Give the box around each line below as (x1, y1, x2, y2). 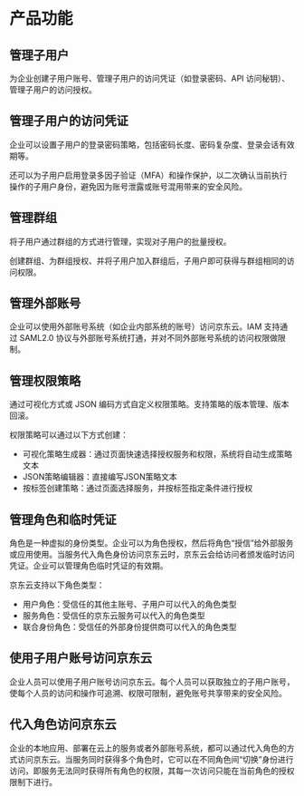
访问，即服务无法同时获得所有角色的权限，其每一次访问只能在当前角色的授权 (9, 765, 295, 776)
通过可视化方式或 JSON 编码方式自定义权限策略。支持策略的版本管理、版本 (9, 399, 290, 410)
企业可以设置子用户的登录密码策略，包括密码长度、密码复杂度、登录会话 (9, 139, 279, 150)
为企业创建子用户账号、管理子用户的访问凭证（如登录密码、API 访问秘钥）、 (9, 73, 290, 83)
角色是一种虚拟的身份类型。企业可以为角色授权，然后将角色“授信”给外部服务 (9, 538, 294, 548)
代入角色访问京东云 (9, 717, 117, 733)
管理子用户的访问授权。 (9, 84, 97, 95)
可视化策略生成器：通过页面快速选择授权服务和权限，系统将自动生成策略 (22, 449, 292, 460)
